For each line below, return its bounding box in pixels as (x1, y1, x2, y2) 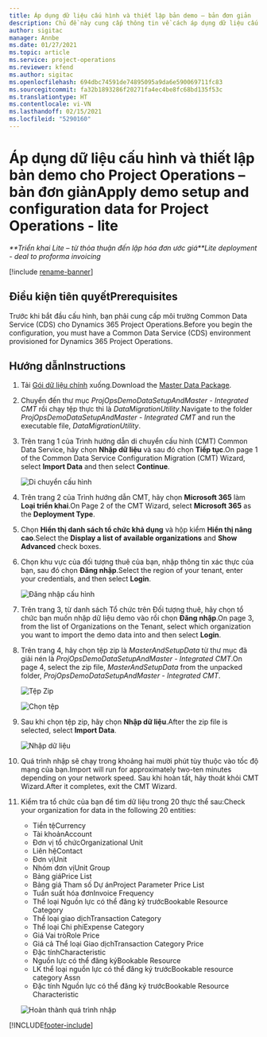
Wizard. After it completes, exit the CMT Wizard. (20, 782, 177, 791)
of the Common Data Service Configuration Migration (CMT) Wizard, (20, 454, 246, 463)
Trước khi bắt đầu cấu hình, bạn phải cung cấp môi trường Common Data (9, 311, 248, 320)
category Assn (32, 973, 81, 982)
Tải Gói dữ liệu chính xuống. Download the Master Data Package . (20, 381, 232, 390)
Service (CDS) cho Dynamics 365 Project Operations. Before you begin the (9, 319, 253, 329)
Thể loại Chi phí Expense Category (32, 923, 145, 932)
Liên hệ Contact (32, 846, 83, 856)
